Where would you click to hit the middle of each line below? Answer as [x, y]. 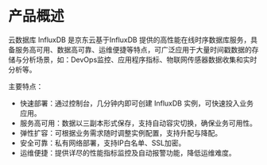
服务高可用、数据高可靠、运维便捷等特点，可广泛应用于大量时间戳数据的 [133, 49]
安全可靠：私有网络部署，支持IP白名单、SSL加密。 [103, 143]
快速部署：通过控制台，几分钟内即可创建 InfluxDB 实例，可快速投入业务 [137, 103]
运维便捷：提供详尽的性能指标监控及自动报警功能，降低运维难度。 [128, 152]
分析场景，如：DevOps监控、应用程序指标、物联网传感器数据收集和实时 [139, 59]
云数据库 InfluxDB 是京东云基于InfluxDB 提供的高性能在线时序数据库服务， [130, 40]
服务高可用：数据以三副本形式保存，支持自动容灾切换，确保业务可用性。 [138, 123]
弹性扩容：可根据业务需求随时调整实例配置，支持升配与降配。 [121, 132]
